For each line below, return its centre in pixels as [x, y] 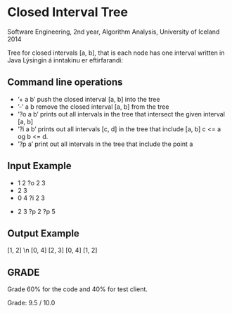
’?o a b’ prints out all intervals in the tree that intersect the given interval [121, 114]
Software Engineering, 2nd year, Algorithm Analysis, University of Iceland [114, 32]
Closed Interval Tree [68, 12]
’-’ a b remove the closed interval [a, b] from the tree [93, 107]
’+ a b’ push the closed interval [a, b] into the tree [89, 99]
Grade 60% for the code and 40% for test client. [77, 289]
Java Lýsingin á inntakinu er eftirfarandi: [65, 60]
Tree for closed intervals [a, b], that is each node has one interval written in [116, 53]
